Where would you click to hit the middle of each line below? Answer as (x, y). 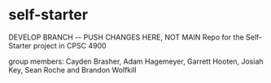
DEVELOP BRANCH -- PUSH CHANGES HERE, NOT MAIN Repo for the (126, 37)
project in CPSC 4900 (70, 45)
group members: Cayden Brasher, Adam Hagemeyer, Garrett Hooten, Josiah (136, 61)
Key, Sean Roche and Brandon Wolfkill (72, 69)
